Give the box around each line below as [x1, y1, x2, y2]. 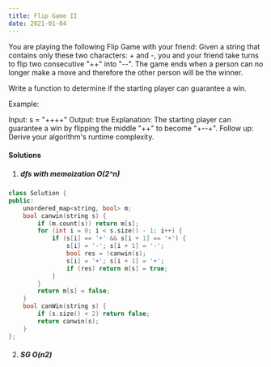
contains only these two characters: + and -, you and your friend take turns [8, 50, 259, 60]
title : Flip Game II [8, 11, 78, 20]
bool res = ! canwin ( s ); [66, 250, 147, 258]
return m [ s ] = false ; [37, 287, 111, 296]
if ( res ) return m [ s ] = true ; [66, 264, 168, 272]
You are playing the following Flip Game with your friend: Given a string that [8, 41, 260, 51]
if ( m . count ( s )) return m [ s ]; [37, 220, 139, 228]
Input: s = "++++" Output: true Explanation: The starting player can [8, 114, 232, 124]
